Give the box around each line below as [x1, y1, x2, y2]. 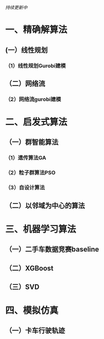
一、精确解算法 [5, 24, 68, 35]
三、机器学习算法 [5, 223, 77, 235]
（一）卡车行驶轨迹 [5, 326, 65, 335]
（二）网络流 [5, 79, 45, 88]
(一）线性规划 [5, 46, 48, 54]
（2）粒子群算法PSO [5, 169, 56, 176]
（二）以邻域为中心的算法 [5, 201, 85, 210]
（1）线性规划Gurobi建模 [5, 62, 66, 69]
